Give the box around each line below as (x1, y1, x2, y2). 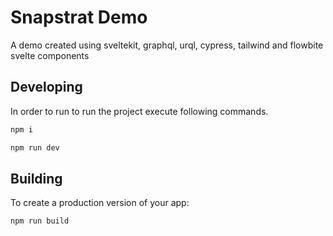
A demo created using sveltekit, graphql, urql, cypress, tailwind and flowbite (10, 39, 324, 51)
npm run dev (10, 142, 60, 153)
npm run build (10, 216, 70, 226)
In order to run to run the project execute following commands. (10, 105, 269, 117)
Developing (10, 79, 83, 96)
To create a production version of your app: (10, 197, 190, 209)
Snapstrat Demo (10, 6, 148, 29)
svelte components (10, 49, 90, 61)
